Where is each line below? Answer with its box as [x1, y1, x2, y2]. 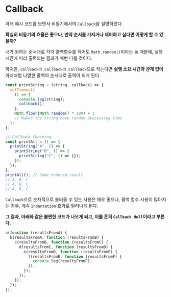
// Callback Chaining [5, 134, 52, 139]
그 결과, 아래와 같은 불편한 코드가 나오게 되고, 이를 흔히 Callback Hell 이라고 [5, 214, 156, 220]
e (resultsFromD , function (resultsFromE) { [23, 249, 117, 254]
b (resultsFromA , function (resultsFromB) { [10, 235, 104, 240]
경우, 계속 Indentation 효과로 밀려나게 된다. [10, 203, 99, 209]
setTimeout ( [10, 87, 36, 92]
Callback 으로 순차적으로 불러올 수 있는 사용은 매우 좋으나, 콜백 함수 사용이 [5, 196, 153, 203]
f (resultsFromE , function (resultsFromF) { [28, 254, 123, 259]
